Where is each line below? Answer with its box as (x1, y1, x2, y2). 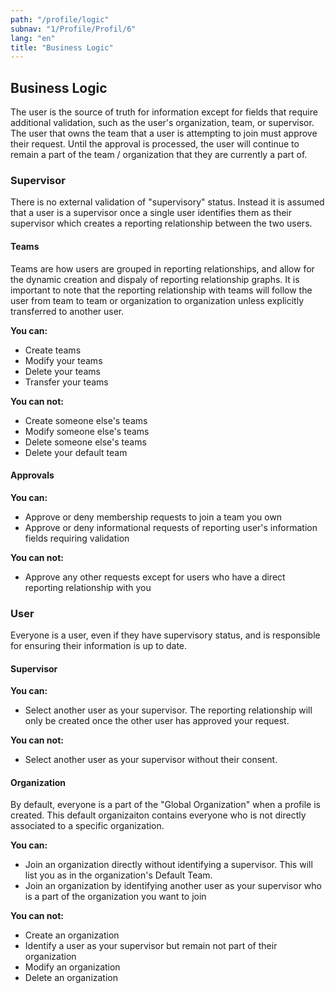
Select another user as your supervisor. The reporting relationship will (24, 704, 313, 716)
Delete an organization (24, 972, 118, 984)
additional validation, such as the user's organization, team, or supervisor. (10, 117, 315, 129)
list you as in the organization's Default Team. (24, 869, 213, 881)
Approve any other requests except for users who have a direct (24, 571, 286, 583)
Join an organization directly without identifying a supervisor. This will (24, 859, 313, 871)
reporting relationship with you (24, 581, 152, 593)
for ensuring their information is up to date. (10, 640, 188, 652)
